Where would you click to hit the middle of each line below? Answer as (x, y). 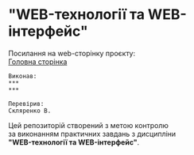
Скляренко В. (30, 111)
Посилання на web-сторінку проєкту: (72, 53)
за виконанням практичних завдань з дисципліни (92, 134)
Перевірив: (26, 104)
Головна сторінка (38, 62)
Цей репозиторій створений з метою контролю (89, 125)
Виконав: (23, 76)
